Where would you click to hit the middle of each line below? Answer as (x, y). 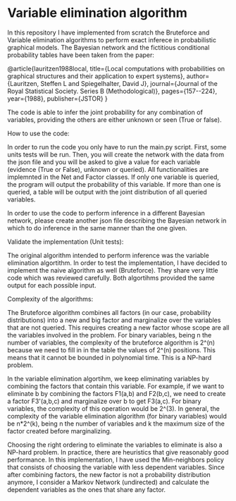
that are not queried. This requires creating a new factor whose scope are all (118, 327)
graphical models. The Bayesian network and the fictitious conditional (108, 47)
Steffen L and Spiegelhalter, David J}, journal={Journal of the (129, 83)
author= (198, 76)
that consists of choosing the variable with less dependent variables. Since (116, 467)
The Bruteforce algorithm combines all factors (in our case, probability (109, 312)
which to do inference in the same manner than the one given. (98, 228)
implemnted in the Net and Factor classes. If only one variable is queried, (113, 177)
